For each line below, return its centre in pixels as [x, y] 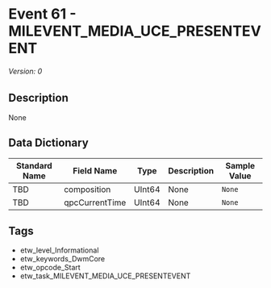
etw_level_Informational [59, 250]
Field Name [95, 170]
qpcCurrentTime [95, 202]
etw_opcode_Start [50, 268]
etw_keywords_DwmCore [63, 259]
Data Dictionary [48, 143]
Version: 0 [25, 71]
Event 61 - [42, 14]
